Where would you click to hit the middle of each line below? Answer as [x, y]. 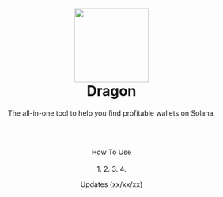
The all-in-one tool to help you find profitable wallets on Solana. [111, 113]
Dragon [111, 91]
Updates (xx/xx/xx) [111, 184]
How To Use [111, 152]
